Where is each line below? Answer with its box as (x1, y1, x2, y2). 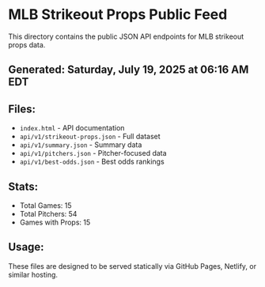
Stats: (8, 179, 39, 193)
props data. (8, 40, 46, 49)
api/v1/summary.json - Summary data (19, 140, 142, 149)
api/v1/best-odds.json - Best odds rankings (19, 157, 165, 167)
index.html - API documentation (19, 123, 125, 133)
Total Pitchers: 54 (19, 209, 78, 218)
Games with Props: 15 (19, 217, 91, 227)
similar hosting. (8, 270, 58, 279)
